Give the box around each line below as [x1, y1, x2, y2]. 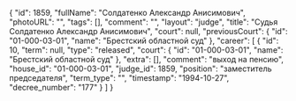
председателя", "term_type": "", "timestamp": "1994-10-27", [9, 73, 230, 83]
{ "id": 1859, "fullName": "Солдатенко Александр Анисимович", [9, 8, 246, 18]
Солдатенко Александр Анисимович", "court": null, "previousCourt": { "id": [9, 26, 288, 36]
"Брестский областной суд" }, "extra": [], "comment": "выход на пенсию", [9, 54, 285, 64]
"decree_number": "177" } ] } [9, 83, 114, 92]
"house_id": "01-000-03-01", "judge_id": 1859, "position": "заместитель [9, 63, 272, 74]
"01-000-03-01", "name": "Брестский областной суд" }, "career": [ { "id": [9, 35, 279, 46]
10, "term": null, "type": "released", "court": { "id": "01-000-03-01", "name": [9, 45, 284, 55]
